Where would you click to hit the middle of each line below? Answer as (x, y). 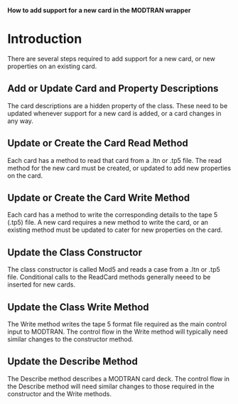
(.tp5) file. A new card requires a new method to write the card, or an (108, 223)
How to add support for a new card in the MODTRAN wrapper (99, 10)
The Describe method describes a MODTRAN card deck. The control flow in (118, 378)
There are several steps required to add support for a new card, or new (111, 58)
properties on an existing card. (52, 66)
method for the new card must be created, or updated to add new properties (119, 168)
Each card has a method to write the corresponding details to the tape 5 (113, 215)
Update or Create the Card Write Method (99, 197)
